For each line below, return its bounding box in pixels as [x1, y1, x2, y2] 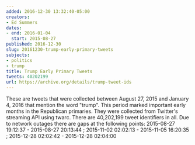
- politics [6, 57, 33, 63]
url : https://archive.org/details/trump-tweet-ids [6, 80, 132, 85]
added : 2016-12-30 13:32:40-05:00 [6, 8, 90, 15]
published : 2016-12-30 [6, 42, 61, 47]
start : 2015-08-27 [11, 36, 57, 42]
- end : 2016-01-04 [6, 30, 51, 36]
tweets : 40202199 [6, 74, 48, 80]
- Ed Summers [6, 19, 38, 25]
